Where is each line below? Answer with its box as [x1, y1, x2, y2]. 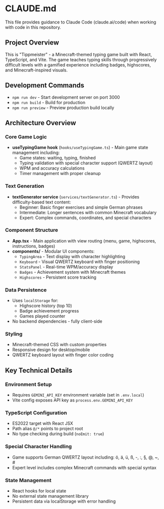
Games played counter [19, 313, 66, 319]
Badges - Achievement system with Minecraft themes [19, 269, 126, 275]
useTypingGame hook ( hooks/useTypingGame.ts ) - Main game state [12, 145, 148, 151]
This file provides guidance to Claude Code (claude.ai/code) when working [5, 19, 157, 25]
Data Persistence [5, 287, 47, 293]
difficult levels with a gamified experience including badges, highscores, [5, 62, 151, 67]
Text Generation [5, 183, 45, 190]
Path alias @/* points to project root [12, 426, 83, 432]
